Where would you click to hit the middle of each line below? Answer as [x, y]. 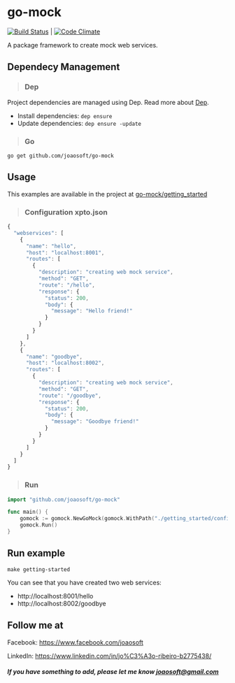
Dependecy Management [64, 67]
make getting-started [39, 569]
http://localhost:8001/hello [55, 596]
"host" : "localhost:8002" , [65, 363]
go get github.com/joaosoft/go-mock [60, 156]
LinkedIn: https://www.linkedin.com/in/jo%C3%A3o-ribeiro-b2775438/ [109, 656]
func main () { [28, 512]
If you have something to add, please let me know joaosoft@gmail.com [113, 672]
